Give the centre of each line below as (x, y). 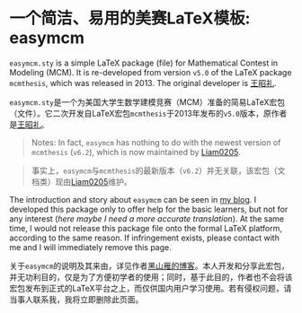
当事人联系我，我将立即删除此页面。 (76, 299)
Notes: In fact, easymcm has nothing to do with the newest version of (156, 142)
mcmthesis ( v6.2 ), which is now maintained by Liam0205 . (136, 152)
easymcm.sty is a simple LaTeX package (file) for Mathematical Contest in (144, 63)
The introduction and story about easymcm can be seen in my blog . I (133, 199)
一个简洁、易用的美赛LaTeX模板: (130, 18)
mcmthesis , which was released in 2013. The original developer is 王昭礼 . (143, 83)
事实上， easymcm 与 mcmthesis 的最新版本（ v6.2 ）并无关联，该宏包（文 (158, 170)
